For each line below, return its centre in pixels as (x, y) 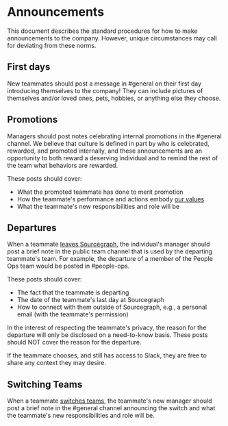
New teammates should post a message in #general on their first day (104, 84)
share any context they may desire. (56, 363)
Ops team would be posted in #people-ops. (68, 266)
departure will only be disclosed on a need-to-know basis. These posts (107, 335)
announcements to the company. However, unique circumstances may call (112, 38)
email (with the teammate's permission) (73, 314)
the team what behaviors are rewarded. (63, 165)
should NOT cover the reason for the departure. (74, 342)
